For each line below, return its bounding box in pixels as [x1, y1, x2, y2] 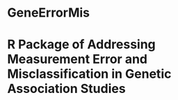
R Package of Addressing [7, 37, 156, 53]
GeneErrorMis [7, 5, 90, 21]
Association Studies [7, 81, 127, 97]
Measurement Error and [7, 51, 148, 67]
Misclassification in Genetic [7, 66, 172, 82]
